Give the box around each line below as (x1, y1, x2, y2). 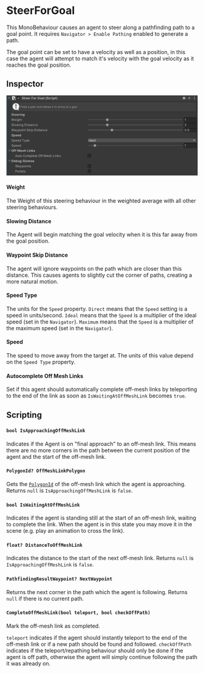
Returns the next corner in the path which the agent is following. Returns (6, 588, 188, 595)
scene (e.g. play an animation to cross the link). (6, 527, 125, 535)
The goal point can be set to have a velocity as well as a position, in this (6, 48, 186, 55)
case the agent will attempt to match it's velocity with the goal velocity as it (6, 55, 194, 62)
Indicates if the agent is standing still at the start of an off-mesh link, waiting (6, 514, 196, 522)
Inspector (6, 79, 44, 89)
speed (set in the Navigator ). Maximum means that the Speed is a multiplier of (6, 318, 194, 325)
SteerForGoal (6, 4, 75, 18)
